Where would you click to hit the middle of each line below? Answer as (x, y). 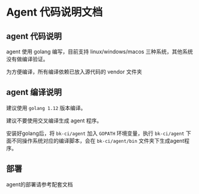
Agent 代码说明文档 (55, 12)
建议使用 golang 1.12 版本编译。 (46, 107)
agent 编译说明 (34, 92)
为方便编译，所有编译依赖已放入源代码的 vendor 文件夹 (74, 72)
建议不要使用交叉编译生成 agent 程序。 (54, 121)
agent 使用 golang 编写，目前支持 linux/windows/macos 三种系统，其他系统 (99, 52)
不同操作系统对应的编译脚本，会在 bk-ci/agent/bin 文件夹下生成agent (98, 140)
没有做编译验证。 (27, 59)
